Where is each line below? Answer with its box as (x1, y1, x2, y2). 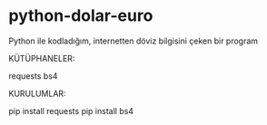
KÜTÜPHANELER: (8, 53, 75, 63)
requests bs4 (8, 70, 58, 82)
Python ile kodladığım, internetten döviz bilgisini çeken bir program (8, 35, 259, 46)
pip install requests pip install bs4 (8, 105, 133, 116)
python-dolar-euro (8, 5, 153, 26)
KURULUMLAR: (8, 88, 66, 99)
